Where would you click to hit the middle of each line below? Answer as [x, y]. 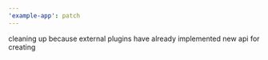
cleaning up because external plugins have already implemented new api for [134, 38]
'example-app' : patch [44, 16]
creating [22, 47]
